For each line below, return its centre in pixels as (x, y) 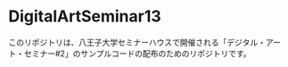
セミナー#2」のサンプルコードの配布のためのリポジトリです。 (137, 53)
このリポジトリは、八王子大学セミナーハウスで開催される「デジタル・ (137, 42)
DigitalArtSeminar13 (85, 17)
